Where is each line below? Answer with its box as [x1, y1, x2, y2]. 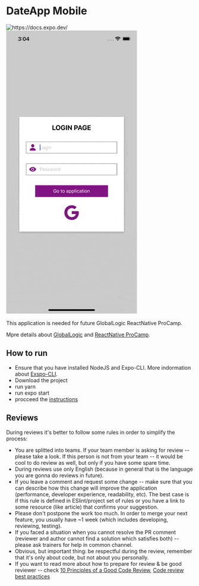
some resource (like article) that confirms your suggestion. [14, 503, 159, 511]
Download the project [14, 376, 68, 384]
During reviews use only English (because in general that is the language [14, 465, 193, 472]
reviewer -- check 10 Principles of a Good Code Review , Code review [14, 566, 184, 574]
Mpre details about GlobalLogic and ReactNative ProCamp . [6, 331, 150, 338]
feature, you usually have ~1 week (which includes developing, [14, 516, 168, 523]
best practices [14, 572, 50, 580]
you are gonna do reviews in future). [14, 471, 104, 479]
